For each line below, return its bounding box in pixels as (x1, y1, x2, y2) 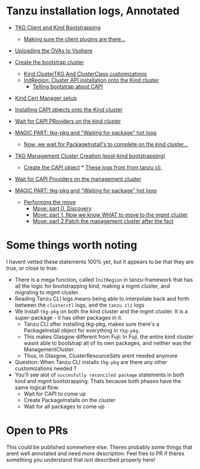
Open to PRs (6, 424, 68, 437)
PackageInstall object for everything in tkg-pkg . (23, 326, 140, 334)
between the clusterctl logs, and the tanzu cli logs (14, 301, 145, 308)
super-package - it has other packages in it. (14, 314, 123, 321)
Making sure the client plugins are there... (23, 35, 126, 42)
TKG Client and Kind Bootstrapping (14, 24, 101, 31)
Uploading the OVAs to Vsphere (14, 47, 93, 54)
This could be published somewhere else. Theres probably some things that (6, 443, 193, 451)
